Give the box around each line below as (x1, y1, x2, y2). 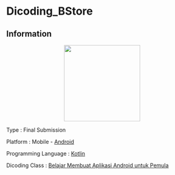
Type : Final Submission (6, 126, 66, 134)
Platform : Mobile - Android (6, 138, 75, 145)
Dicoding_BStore (6, 4, 93, 18)
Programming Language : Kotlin (6, 150, 86, 157)
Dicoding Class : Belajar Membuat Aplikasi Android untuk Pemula (6, 162, 169, 169)
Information (6, 29, 52, 39)
